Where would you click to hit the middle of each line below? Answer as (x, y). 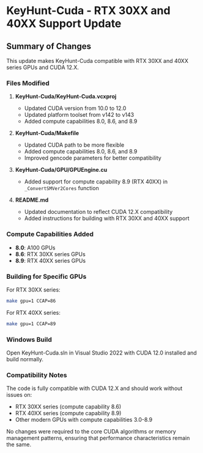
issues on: (19, 395)
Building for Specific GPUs (46, 276)
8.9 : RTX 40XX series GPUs (50, 260)
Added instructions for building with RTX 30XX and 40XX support (107, 218)
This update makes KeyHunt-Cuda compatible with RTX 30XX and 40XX (97, 61)
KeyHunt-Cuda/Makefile (47, 133)
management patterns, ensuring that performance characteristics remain (98, 438)
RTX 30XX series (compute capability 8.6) (68, 407)
